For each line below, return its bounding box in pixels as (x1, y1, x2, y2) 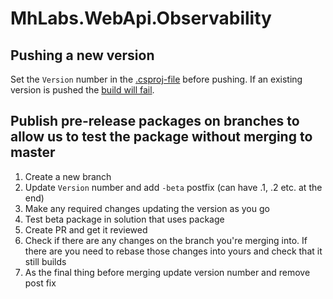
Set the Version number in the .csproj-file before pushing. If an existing (10, 73, 303, 85)
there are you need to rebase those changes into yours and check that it (24, 245, 323, 257)
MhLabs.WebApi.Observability (10, 7, 272, 30)
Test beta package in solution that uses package (24, 213, 225, 225)
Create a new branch (24, 170, 112, 182)
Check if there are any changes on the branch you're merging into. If (24, 234, 308, 246)
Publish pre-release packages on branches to (10, 113, 300, 130)
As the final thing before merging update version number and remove (24, 266, 311, 278)
